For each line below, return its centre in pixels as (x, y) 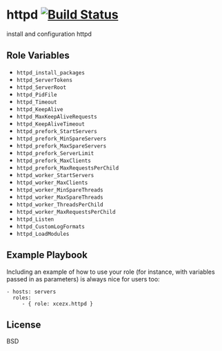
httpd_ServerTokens (44, 80)
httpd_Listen (35, 219)
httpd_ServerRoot (41, 87)
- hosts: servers (31, 292)
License (24, 324)
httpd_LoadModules (43, 234)
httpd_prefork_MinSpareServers (61, 139)
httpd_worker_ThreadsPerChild (60, 204)
